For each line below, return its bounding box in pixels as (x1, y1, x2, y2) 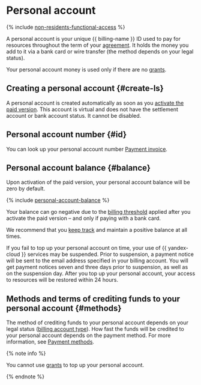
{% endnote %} (6, 373, 45, 380)
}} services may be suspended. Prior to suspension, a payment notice (21, 250, 194, 258)
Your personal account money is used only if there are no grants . (6, 65, 167, 73)
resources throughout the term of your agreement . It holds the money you (6, 41, 189, 49)
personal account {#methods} (6, 303, 122, 313)
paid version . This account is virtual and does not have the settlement (6, 106, 179, 113)
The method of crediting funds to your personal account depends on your (6, 319, 189, 326)
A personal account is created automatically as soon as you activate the (6, 99, 184, 106)
